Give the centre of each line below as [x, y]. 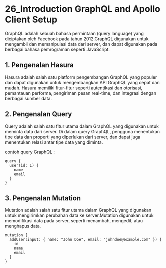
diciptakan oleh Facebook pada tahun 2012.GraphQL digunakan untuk [77, 39]
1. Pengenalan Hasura [39, 65]
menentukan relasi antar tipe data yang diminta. [54, 142]
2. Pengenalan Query [39, 114]
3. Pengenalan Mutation [43, 198]
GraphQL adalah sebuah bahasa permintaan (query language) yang [74, 33]
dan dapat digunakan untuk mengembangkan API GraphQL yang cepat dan [82, 82]
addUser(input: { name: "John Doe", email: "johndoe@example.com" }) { [86, 240]
